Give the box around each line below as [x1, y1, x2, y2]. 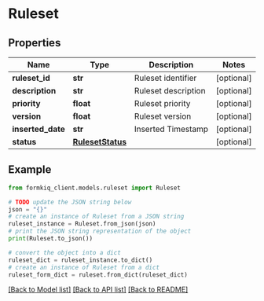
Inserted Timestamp [134, 123, 209, 134]
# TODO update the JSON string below [8, 198, 132, 206]
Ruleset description [134, 86, 206, 96]
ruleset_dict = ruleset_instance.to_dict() [8, 256, 153, 264]
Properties [8, 36, 61, 50]
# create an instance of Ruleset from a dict [8, 263, 159, 271]
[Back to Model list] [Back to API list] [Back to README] [8, 284, 189, 295]
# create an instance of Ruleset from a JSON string [8, 213, 185, 221]
